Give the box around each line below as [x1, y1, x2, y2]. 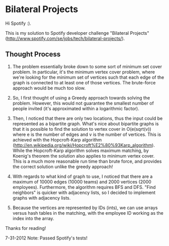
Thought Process [5, 50, 61, 59]
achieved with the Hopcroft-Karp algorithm [12, 136, 102, 142]
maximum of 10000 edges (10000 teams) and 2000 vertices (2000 [12, 178, 151, 185]
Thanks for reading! [5, 225, 46, 231]
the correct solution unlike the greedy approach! [12, 163, 114, 170]
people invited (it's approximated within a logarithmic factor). [12, 105, 140, 112]
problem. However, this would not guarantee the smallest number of [12, 100, 154, 106]
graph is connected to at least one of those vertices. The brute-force [12, 79, 156, 85]
